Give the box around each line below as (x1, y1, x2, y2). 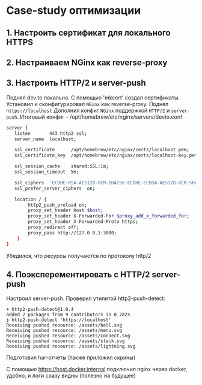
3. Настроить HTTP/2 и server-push (6, 78, 146, 88)
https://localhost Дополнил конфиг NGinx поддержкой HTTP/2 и (6, 107, 170, 114)
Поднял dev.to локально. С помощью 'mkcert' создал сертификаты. (6, 94, 180, 101)
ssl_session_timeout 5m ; (14, 169, 79, 175)
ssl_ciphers (14, 180, 44, 186)
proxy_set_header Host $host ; (28, 207, 103, 214)
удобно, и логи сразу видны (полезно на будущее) (6, 372, 136, 380)
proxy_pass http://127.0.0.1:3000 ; (28, 230, 117, 236)
